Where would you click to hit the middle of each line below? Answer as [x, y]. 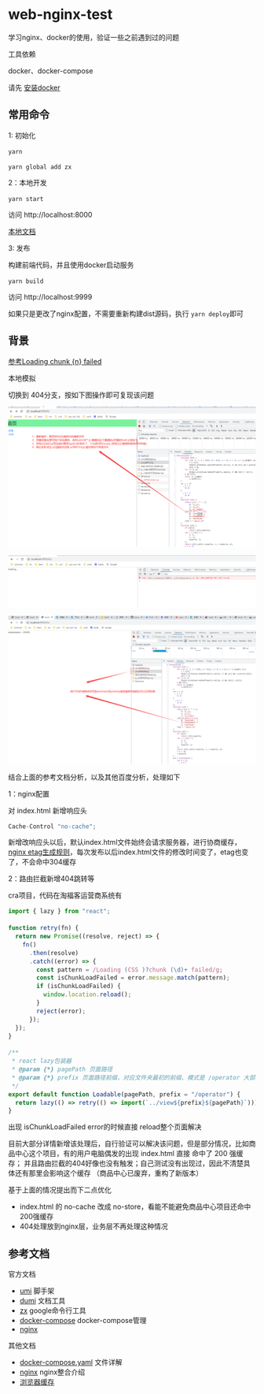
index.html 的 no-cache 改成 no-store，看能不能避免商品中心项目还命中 [135, 1206]
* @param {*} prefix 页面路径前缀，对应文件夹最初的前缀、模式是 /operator [126, 1077]
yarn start [26, 199]
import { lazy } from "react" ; [59, 912]
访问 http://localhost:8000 [50, 214]
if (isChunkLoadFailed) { [79, 987]
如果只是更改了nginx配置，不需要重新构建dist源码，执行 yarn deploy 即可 [126, 314]
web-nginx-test [60, 15]
